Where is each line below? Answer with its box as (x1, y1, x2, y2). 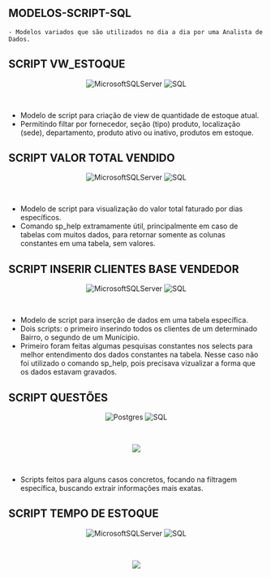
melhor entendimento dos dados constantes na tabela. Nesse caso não (19, 349, 259, 360)
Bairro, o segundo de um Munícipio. (19, 332, 140, 342)
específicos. (19, 213, 62, 223)
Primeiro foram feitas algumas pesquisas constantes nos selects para (19, 341, 253, 351)
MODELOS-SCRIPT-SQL (8, 7, 131, 20)
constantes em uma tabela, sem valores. (19, 239, 156, 249)
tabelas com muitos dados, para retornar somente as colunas (19, 230, 226, 240)
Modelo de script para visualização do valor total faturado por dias (19, 204, 243, 214)
